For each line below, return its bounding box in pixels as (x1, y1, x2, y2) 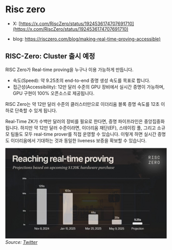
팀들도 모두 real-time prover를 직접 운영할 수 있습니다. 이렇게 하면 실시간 (10, 131, 157, 137)
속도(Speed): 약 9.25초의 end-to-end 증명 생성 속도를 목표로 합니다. (12, 77, 150, 83)
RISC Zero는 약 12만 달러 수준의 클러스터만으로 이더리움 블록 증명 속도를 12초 (5, 101, 160, 107)
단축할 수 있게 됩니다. (14, 107, 57, 113)
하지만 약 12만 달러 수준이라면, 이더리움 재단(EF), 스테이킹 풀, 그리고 (20, 124, 156, 131)
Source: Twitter (5, 239, 38, 245)
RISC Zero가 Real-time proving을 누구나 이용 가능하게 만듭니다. (5, 66, 134, 73)
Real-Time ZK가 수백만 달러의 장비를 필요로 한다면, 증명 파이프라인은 (5, 118, 143, 124)
